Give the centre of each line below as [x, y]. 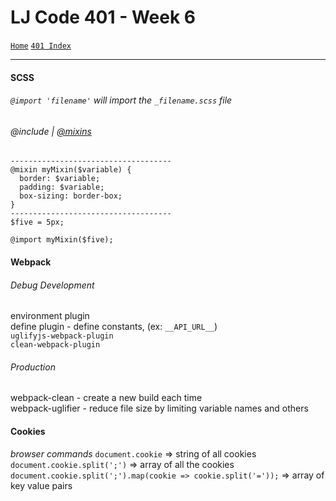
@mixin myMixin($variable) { [71, 170]
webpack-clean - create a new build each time [106, 398]
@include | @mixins [51, 131]
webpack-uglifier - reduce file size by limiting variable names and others [159, 408]
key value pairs [41, 485]
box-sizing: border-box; [71, 196]
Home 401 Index [41, 46]
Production [33, 367]
